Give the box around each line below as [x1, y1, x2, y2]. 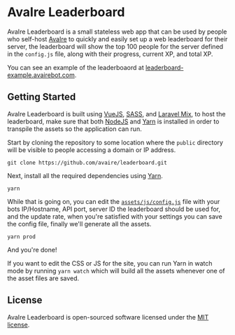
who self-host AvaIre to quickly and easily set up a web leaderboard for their [7, 34, 228, 43]
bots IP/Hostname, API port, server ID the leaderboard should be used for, [7, 205, 220, 213]
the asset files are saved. [7, 274, 80, 282]
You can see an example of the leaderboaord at [7, 63, 145, 71]
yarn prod [7, 233, 36, 240]
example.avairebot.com [7, 71, 75, 79]
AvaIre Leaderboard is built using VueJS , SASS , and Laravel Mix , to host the [7, 109, 226, 118]
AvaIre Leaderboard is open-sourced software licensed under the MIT [7, 313, 209, 321]
